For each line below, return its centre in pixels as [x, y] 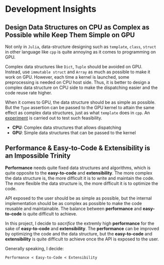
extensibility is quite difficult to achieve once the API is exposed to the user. [82, 239]
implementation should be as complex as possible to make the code [73, 203]
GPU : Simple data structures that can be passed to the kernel [74, 133]
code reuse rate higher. [29, 93]
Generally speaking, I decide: [35, 248]
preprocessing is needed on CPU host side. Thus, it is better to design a [78, 82]
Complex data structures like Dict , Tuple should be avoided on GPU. [74, 67]
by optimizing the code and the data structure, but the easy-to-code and [79, 234]
